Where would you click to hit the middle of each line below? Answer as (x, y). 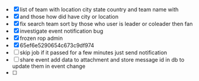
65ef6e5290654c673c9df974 (57, 45)
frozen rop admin (41, 38)
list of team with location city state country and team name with (99, 9)
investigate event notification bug (62, 31)
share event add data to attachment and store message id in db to (102, 60)
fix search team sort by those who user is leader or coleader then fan (106, 24)
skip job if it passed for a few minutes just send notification (93, 53)
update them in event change (49, 66)
